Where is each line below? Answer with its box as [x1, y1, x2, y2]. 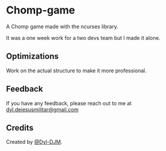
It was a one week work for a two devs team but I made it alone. [6, 34, 161, 41]
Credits [6, 123, 34, 133]
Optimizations [6, 51, 59, 62]
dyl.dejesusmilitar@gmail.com [6, 106, 79, 113]
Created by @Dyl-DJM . [6, 139, 63, 146]
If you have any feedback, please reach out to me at [6, 99, 132, 106]
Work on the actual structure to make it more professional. [6, 67, 147, 74]
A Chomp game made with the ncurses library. [6, 23, 118, 30]
